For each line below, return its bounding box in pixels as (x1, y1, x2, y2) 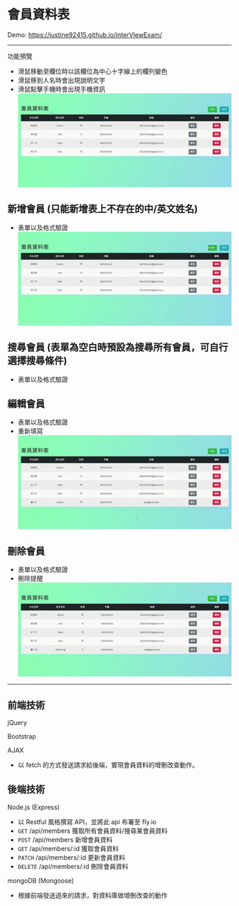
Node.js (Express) (7, 803, 60, 811)
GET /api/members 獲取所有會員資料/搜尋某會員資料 (17, 826, 169, 835)
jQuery (7, 719, 27, 727)
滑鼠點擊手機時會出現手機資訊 (17, 85, 105, 93)
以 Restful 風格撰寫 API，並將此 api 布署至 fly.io (17, 817, 156, 826)
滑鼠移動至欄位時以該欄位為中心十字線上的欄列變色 (17, 67, 168, 75)
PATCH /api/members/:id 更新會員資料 (17, 853, 126, 862)
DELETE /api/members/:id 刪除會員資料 (17, 862, 129, 870)
